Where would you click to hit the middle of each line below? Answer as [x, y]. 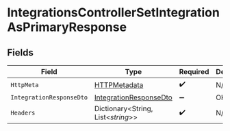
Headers [23, 113]
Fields [21, 52]
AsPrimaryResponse [67, 27]
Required [194, 72]
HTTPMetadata [119, 85]
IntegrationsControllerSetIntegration [114, 13]
